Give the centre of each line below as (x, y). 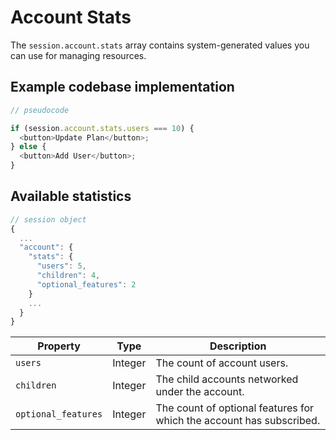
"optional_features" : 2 (86, 284)
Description (238, 346)
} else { (28, 147)
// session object (48, 219)
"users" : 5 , (61, 266)
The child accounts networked (227, 379)
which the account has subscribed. (238, 421)
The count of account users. (222, 363)
